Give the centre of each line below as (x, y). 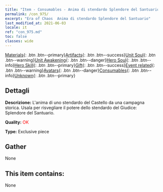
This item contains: (35, 173)
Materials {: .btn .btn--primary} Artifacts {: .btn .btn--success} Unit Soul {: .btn (81, 55)
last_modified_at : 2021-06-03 (36, 23)
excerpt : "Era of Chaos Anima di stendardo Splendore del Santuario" (78, 18)
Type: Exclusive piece (27, 131)
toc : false (16, 37)
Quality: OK (17, 122)
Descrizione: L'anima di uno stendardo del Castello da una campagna (75, 102)
